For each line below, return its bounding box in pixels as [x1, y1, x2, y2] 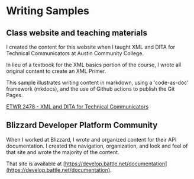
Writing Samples [6, 4, 90, 18]
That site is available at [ [6, 160, 66, 167]
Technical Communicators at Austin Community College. [6, 50, 144, 57]
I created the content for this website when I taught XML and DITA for [6, 43, 176, 50]
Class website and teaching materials [6, 28, 148, 38]
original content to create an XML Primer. [6, 68, 106, 75]
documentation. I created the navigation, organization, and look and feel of [6, 142, 188, 149]
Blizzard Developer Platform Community [6, 120, 158, 130]
